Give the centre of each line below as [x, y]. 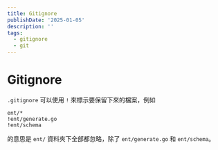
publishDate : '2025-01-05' [46, 20]
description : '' [30, 26]
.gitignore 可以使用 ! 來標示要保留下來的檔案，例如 [81, 100]
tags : [15, 33]
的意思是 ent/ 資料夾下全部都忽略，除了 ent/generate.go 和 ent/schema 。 [111, 138]
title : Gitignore [32, 13]
